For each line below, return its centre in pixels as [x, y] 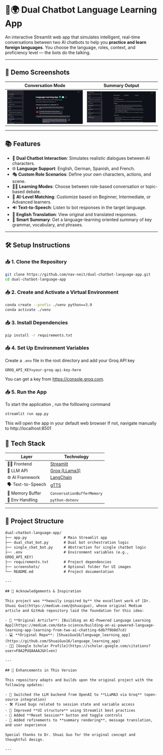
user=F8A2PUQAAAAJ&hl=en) [31, 651]
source [12, 700]
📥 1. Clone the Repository [36, 262]
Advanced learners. [32, 202]
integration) [33, 700]
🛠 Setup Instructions [38, 245]
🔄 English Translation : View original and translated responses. [74, 214]
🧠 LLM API [17, 470]
